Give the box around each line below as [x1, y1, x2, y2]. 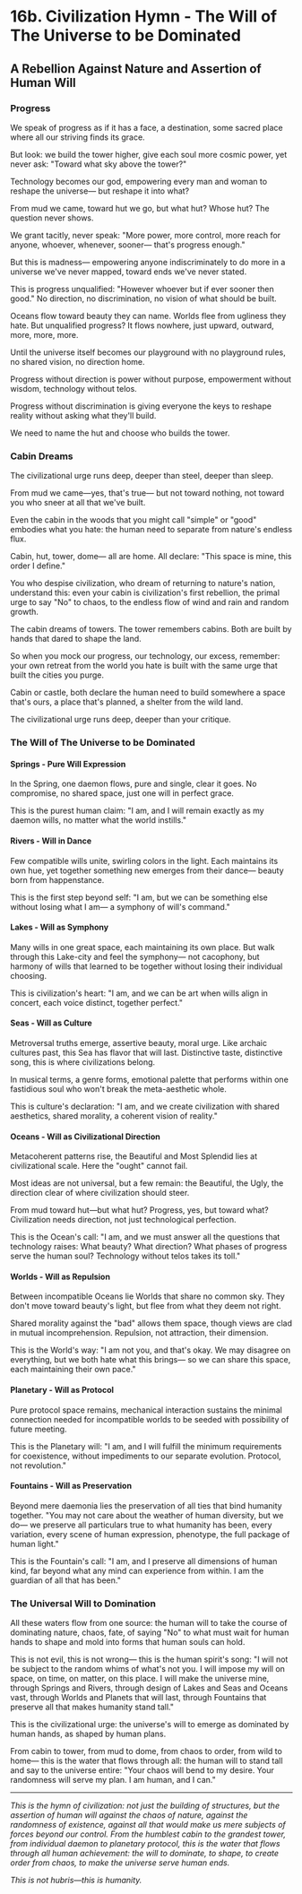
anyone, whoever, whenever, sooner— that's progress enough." [10, 239, 246, 250]
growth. [10, 607, 39, 618]
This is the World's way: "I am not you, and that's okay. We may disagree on [10, 1345, 290, 1355]
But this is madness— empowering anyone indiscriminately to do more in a [10, 256, 286, 267]
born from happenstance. [10, 874, 105, 885]
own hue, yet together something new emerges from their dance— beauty [10, 865, 285, 876]
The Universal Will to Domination [10, 1597, 156, 1610]
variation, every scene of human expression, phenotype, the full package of [10, 1528, 290, 1539]
